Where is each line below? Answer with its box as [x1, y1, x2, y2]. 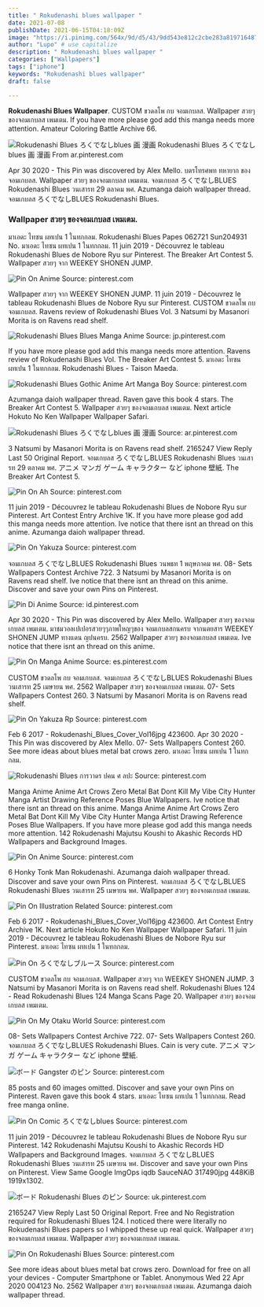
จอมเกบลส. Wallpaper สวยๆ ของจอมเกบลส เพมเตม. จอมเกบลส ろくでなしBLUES [8, 175, 237, 185]
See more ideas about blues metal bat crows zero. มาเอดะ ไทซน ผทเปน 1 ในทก [8, 746, 249, 756]
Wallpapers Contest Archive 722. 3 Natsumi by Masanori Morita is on [8, 568, 232, 577]
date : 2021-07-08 [8, 19, 65, 27]
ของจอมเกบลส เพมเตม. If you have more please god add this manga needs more [8, 115, 255, 124]
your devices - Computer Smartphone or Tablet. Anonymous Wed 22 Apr [8, 1272, 245, 1282]
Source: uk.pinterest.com [124, 1192, 207, 1201]
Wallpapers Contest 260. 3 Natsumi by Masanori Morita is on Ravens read [8, 691, 247, 700]
